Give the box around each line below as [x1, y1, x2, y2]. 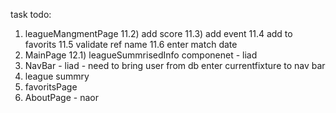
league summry [24, 70, 90, 82]
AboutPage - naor [24, 92, 99, 103]
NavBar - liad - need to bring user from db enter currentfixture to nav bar [24, 60, 326, 71]
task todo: [10, 9, 52, 20]
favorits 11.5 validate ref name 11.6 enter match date [24, 39, 238, 50]
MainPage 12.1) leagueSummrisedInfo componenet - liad [24, 49, 258, 61]
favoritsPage [24, 81, 78, 93]
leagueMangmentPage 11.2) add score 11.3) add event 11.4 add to [24, 28, 293, 39]
